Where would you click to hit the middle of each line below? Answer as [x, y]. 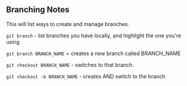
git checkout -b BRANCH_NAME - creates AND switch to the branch [86, 76]
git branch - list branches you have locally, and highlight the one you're [94, 36]
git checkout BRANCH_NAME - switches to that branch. [70, 65]
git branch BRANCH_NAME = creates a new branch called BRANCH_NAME [93, 53]
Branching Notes [38, 10]
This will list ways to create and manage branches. [68, 24]
